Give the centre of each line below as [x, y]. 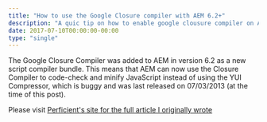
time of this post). [37, 94]
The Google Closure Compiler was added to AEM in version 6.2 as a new [127, 61]
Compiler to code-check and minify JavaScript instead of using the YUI [125, 77]
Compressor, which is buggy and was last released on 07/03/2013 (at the [128, 86]
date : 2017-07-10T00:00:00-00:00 [64, 30]
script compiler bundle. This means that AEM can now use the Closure [124, 69]
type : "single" [33, 38]
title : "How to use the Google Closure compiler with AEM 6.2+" [117, 16]
